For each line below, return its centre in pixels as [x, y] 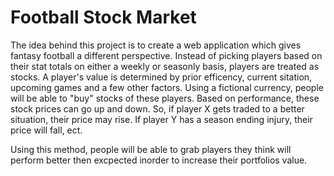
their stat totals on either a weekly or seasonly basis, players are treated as [165, 66]
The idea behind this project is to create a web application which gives [156, 45]
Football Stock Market [103, 17]
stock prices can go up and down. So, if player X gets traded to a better [157, 108]
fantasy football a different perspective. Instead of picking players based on [166, 55]
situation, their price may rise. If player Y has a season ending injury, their [161, 119]
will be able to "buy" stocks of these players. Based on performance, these [165, 98]
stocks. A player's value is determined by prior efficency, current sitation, [161, 77]
